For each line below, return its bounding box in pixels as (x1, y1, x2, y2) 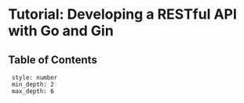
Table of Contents (8, 53, 98, 66)
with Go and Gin (8, 22, 114, 40)
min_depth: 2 (11, 80, 55, 88)
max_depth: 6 (11, 87, 55, 95)
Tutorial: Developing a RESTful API (8, 5, 238, 23)
